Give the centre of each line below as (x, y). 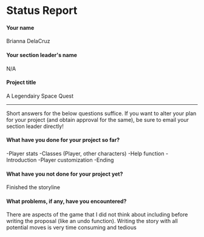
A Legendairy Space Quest (40, 96)
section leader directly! (35, 126)
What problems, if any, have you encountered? (66, 201)
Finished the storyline (33, 187)
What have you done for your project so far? (63, 140)
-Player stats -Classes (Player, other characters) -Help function (85, 153)
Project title (21, 82)
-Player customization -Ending (76, 160)
